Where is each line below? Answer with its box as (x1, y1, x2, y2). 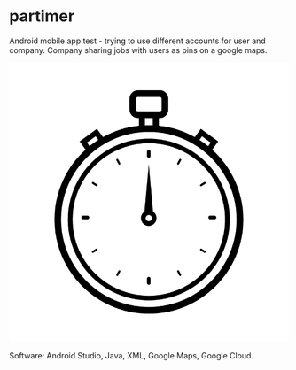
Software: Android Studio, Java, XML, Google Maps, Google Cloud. (9, 350, 254, 360)
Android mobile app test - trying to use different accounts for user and (9, 35, 266, 46)
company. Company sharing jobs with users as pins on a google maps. (9, 44, 268, 55)
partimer (9, 6, 75, 27)
